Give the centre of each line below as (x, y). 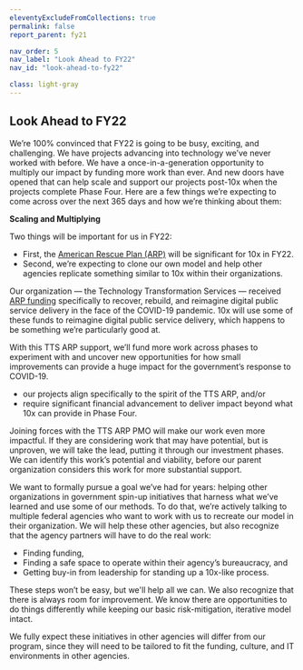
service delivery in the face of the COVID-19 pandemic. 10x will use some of (151, 310)
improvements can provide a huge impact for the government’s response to (151, 366)
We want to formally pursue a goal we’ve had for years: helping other (138, 486)
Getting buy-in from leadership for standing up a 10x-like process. (146, 572)
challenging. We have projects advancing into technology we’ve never (140, 153)
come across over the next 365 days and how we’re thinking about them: (146, 201)
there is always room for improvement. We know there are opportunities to (148, 599)
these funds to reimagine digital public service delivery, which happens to (147, 320)
